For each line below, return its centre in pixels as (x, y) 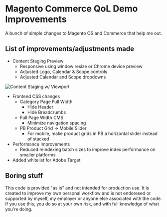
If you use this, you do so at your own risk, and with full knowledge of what (82, 203)
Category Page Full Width (46, 101)
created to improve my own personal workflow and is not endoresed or (78, 193)
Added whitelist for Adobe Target (46, 160)
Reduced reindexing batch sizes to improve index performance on (87, 149)
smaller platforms (38, 154)
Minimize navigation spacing (57, 122)
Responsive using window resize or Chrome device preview (81, 66)
